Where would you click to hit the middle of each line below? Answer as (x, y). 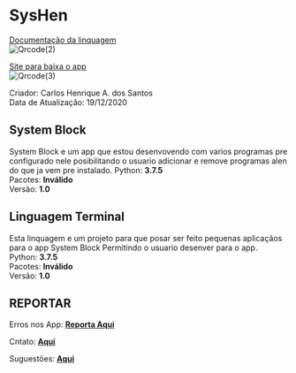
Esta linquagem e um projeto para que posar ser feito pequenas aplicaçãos (146, 238)
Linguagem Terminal (67, 217)
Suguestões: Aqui (42, 359)
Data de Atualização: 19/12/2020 (68, 102)
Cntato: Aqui (32, 342)
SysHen (38, 15)
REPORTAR (40, 303)
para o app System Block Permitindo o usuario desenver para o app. (133, 247)
